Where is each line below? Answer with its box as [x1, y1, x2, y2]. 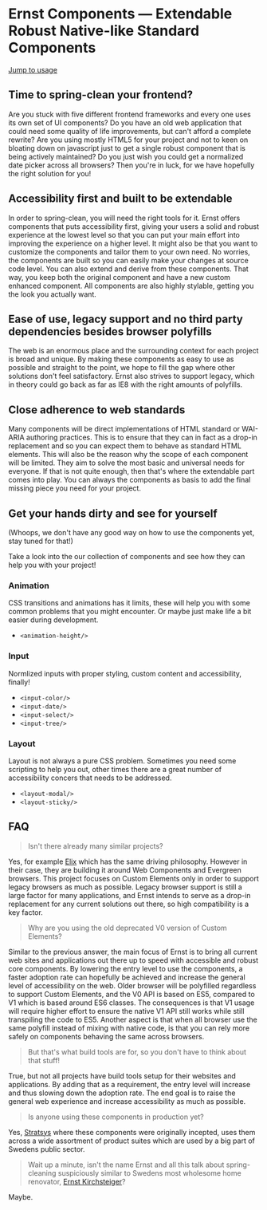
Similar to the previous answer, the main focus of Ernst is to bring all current [8, 947, 257, 956]
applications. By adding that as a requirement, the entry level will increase [8, 1079, 251, 1089]
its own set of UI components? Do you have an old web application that [8, 117, 242, 128]
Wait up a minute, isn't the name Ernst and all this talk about [27, 1160, 225, 1169]
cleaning [27, 1168, 57, 1177]
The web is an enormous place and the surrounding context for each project [8, 346, 259, 356]
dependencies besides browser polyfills [8, 325, 213, 338]
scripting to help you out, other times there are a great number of [8, 764, 222, 774]
